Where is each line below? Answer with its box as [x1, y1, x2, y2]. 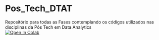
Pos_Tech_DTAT [5, 3, 73, 14]
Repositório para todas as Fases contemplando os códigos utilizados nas [5, 19, 155, 25]
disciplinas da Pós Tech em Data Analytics [5, 24, 92, 30]
